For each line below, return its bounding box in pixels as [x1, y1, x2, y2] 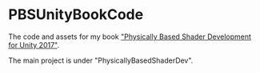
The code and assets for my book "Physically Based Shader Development [8, 32, 252, 41]
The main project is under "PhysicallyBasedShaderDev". [8, 56, 194, 65]
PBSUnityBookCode [8, 6, 144, 24]
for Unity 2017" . [8, 40, 60, 49]
